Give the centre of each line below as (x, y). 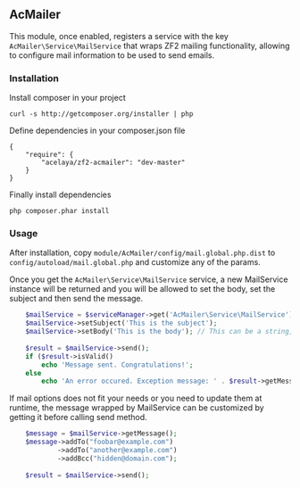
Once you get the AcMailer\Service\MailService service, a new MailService (149, 279)
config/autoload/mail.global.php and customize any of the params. (135, 262)
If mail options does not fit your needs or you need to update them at (136, 398)
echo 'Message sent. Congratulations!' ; (117, 365)
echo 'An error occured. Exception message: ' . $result (149, 381)
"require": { (50, 155)
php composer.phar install (59, 211)
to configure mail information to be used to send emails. (112, 55)
